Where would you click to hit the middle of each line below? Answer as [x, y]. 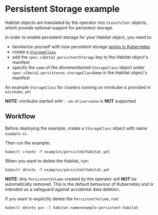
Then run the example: [28, 143]
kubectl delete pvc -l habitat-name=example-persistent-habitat [72, 208]
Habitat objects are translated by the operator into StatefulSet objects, [76, 22]
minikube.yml [18, 92]
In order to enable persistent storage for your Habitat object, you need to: [79, 37]
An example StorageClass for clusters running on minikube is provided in [78, 87]
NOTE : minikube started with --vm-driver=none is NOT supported [70, 101]
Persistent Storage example [62, 9]
